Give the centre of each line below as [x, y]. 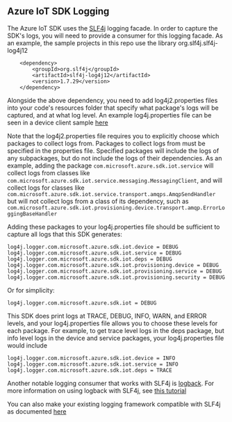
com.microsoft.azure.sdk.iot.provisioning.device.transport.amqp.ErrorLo [116, 208]
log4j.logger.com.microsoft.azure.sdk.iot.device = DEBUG [93, 247]
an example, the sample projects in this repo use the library [92, 43]
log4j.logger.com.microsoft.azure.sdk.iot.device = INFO [91, 358]
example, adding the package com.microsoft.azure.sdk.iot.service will [110, 165]
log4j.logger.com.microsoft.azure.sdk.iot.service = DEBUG [94, 253]
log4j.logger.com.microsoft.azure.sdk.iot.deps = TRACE [90, 370]
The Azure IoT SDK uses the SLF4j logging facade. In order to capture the [113, 28]
